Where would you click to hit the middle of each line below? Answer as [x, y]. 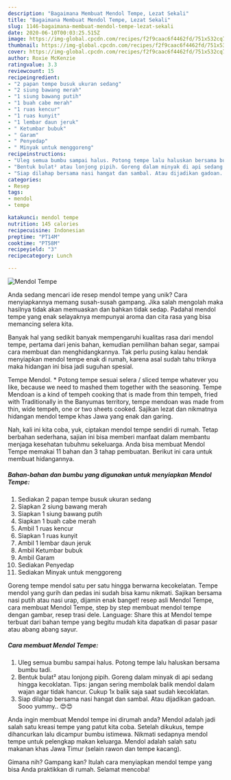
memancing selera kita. [41, 324]
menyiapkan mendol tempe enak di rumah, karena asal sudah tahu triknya [112, 359]
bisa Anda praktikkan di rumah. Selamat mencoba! [79, 769]
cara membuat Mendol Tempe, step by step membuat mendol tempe [105, 607]
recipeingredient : [34, 77]
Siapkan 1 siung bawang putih [60, 513]
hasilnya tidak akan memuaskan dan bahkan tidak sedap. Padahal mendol [112, 309]
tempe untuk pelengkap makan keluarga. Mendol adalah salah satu [102, 741]
